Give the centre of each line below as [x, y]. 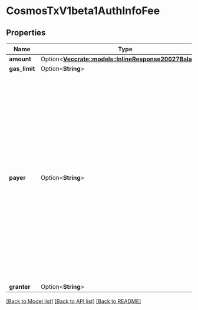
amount [20, 59]
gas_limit [22, 69]
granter [20, 287]
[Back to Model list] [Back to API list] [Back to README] [74, 301]
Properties [26, 33]
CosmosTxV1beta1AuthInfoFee [83, 11]
